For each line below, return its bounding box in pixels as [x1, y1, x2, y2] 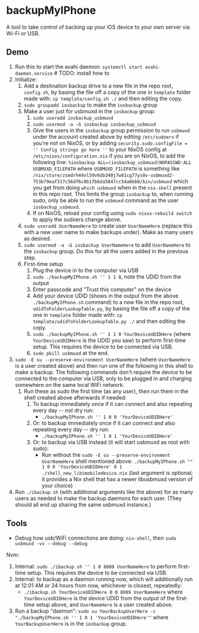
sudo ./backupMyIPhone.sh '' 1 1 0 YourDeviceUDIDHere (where [32, 330, 191, 337]
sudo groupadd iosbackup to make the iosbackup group [23, 101, 158, 108]
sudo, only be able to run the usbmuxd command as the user [32, 196, 179, 204]
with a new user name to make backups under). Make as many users [23, 228, 194, 235]
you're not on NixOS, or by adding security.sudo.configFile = [32, 139, 188, 147]
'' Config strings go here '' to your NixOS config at [32, 146, 167, 153]
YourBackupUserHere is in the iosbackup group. [14, 620, 127, 627]
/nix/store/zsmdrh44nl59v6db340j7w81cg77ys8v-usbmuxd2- [32, 172, 175, 178]
